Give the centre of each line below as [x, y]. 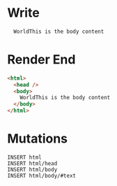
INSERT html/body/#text [42, 176]
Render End [41, 59]
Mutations [38, 139]
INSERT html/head [32, 163]
